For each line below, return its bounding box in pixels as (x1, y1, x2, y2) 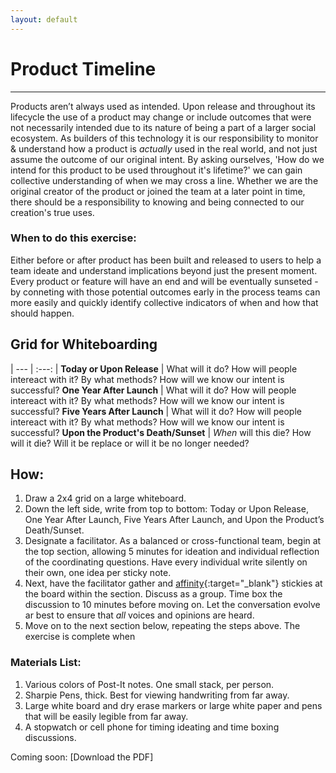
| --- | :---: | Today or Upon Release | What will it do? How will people (10, 362, 298, 375)
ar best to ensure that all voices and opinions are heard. (24, 609, 255, 621)
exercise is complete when (24, 631, 136, 643)
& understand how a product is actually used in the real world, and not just (10, 142, 318, 155)
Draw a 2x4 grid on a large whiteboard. (24, 492, 187, 505)
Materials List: (10, 656, 82, 670)
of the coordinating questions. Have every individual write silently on (24, 556, 308, 568)
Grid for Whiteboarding (10, 336, 158, 353)
